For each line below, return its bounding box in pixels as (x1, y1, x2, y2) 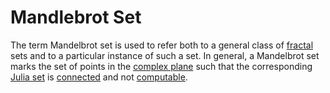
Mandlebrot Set (10, 6, 142, 29)
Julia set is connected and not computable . (10, 71, 188, 83)
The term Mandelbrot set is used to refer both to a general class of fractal (10, 39, 314, 51)
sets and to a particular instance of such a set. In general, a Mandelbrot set (10, 49, 320, 61)
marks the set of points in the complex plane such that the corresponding (10, 60, 313, 72)
